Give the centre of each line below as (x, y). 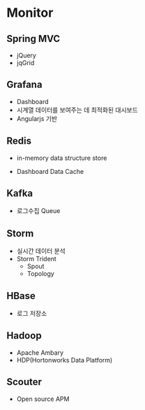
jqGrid (25, 63)
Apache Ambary (40, 352)
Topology (41, 274)
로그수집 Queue (38, 211)
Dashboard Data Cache (50, 171)
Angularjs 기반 (37, 118)
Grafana (24, 85)
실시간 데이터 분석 (41, 251)
